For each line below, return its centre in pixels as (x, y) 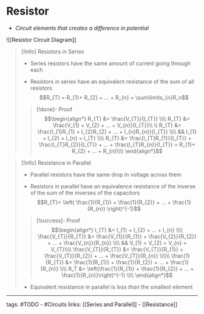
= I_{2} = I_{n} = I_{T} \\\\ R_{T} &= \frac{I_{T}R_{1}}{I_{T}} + (117, 138)
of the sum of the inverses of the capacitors (85, 193)
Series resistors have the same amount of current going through (110, 63)
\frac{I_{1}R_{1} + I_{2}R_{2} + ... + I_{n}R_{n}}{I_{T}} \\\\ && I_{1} (117, 131)
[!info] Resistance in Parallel (56, 163)
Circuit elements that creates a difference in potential (82, 28)
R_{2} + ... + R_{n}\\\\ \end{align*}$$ (117, 151)
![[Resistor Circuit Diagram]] (41, 39)
